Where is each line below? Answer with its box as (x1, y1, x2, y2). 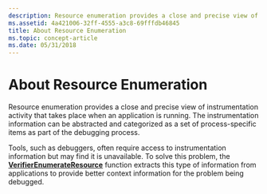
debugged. (8, 177, 45, 187)
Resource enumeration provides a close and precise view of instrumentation (8, 102, 259, 112)
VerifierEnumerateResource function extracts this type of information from (8, 160, 257, 170)
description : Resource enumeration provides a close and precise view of (8, 11, 259, 20)
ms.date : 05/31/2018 (8, 42, 77, 49)
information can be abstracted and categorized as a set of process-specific (8, 119, 257, 129)
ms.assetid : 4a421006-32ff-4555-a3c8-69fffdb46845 (8, 19, 180, 27)
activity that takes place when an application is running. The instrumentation (8, 111, 259, 121)
